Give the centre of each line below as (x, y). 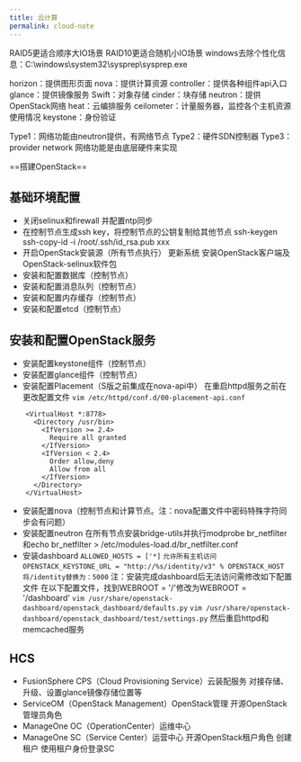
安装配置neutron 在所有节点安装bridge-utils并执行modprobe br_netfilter (155, 533)
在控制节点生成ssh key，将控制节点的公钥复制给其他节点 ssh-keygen (150, 232)
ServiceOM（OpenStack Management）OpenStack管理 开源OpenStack (155, 704)
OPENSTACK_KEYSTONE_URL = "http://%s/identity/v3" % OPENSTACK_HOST (153, 567)
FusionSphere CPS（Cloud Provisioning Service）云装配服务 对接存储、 (155, 681)
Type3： (276, 136)
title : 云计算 (34, 18)
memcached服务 (53, 630)
